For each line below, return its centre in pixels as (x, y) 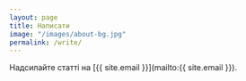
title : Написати (40, 26)
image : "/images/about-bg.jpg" (68, 34)
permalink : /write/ (46, 42)
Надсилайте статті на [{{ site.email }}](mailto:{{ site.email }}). (123, 68)
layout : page (34, 17)
